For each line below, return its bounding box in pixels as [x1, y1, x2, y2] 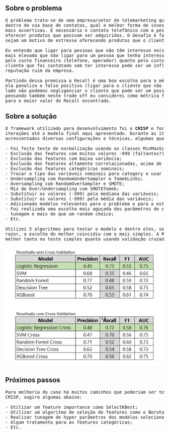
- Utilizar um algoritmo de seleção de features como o [5, 409, 146, 415]
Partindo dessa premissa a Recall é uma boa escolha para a [5, 77, 157, 83]
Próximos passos [5, 376, 60, 384]
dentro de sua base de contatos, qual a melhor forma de [5, 22, 149, 28]
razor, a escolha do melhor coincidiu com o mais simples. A [5, 231, 159, 237]
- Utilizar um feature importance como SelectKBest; [5, 404, 138, 410]
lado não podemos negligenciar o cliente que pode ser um [5, 88, 151, 94]
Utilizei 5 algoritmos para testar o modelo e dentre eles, [5, 226, 157, 232]
